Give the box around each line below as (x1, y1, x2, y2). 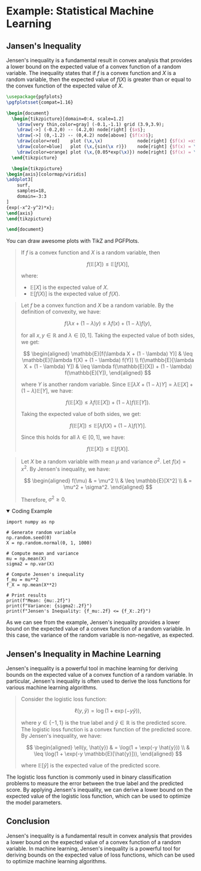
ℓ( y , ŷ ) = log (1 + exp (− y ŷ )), (74, 707, 142, 715)
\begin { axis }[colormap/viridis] (6, 171, 87, 177)
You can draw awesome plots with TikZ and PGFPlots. (6, 237, 139, 245)
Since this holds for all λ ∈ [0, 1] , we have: (20, 433, 126, 441)
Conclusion (6, 816, 50, 827)
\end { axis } (6, 210, 33, 216)
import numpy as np (6, 519, 55, 525)
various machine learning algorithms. (6, 684, 98, 691)
